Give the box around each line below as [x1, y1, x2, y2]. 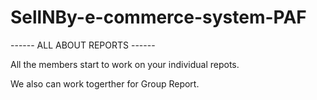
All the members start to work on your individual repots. [10, 58, 240, 70]
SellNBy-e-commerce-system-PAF [10, 6, 307, 29]
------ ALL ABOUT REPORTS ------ [10, 39, 156, 51]
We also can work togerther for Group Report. [10, 77, 200, 90]
